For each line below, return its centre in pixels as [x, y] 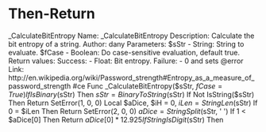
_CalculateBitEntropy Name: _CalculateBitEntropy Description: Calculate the [131, 36]
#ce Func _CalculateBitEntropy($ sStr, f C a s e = [148, 86]
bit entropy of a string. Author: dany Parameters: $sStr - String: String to [126, 43]
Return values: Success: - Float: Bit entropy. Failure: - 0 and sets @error [126, 61]
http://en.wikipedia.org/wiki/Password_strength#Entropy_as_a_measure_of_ [132, 77]
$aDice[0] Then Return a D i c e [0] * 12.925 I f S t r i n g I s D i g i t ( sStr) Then [116, 119]
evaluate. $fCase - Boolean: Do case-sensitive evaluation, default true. [124, 52]
